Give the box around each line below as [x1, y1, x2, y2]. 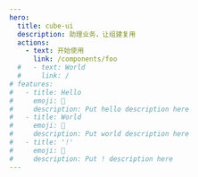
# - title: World [9, 113, 82, 122]
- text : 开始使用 [25, 46, 85, 55]
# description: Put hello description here [9, 105, 190, 114]
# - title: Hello [9, 88, 82, 97]
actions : [17, 38, 50, 47]
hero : [9, 13, 29, 22]
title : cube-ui [17, 21, 74, 30]
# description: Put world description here [9, 130, 190, 139]
